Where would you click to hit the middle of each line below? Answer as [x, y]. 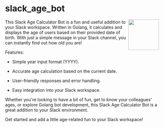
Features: [15, 52]
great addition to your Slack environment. [47, 110]
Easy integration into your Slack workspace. [56, 90]
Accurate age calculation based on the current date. [64, 71]
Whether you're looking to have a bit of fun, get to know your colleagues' [79, 99]
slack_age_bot [35, 9]
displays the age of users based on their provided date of [63, 32]
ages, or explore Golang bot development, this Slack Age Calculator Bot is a [81, 105]
